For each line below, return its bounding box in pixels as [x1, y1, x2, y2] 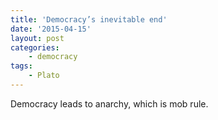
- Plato [28, 71, 60, 81]
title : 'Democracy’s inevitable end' [10, 14, 168, 25]
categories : [10, 42, 60, 53]
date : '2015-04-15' [10, 24, 92, 34]
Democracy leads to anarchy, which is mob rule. [10, 97, 209, 110]
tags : [10, 61, 33, 71]
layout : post [10, 33, 65, 43]
